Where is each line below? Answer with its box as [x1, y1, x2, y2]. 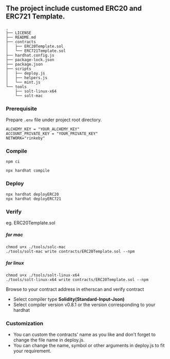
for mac [6, 231, 23, 238]
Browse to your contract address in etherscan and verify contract [6, 286, 144, 292]
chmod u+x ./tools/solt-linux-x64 [6, 272, 80, 278]
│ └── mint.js [6, 80, 41, 85]
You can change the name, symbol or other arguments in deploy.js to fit [13, 343, 165, 349]
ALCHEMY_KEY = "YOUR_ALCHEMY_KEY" [6, 127, 80, 132]
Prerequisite [6, 105, 37, 112]
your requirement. [13, 348, 52, 354]
